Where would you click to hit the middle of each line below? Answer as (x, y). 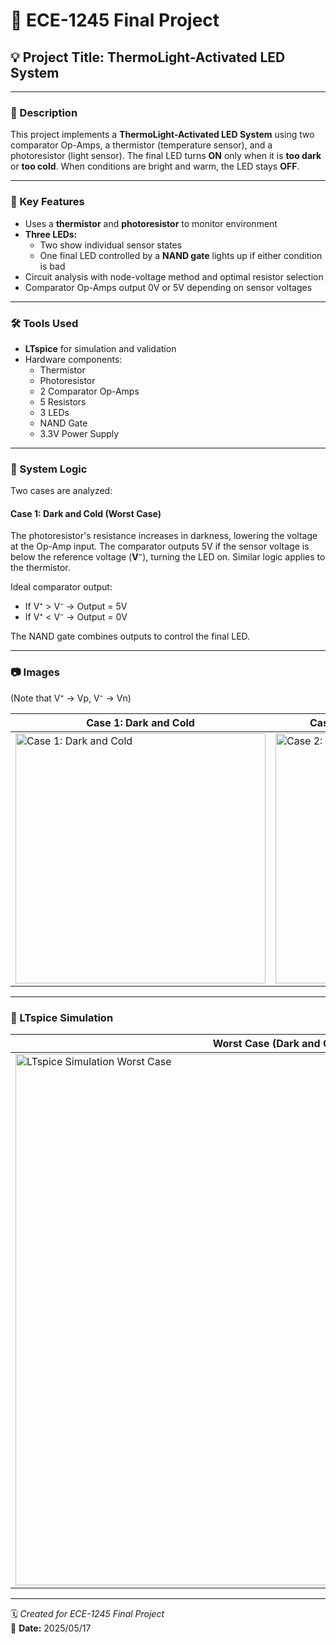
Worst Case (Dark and (266, 1043)
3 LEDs (54, 412)
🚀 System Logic (49, 469)
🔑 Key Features (47, 202)
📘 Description (44, 112)
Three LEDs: (51, 234)
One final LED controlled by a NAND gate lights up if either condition (181, 255)
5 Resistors (63, 401)
